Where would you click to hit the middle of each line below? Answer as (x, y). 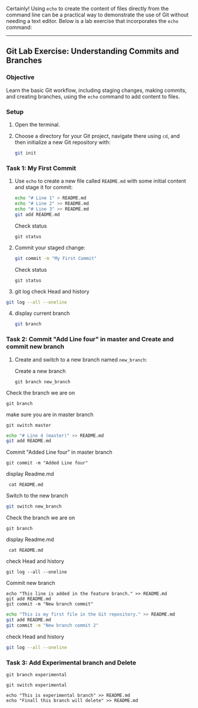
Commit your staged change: (50, 248)
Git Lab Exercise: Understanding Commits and (93, 52)
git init (25, 153)
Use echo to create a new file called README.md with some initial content (100, 181)
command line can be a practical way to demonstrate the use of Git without (97, 15)
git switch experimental (37, 685)
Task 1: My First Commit (41, 168)
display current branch (42, 313)
